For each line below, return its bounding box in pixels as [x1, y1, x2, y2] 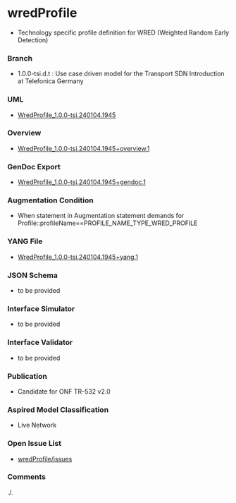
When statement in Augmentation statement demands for [17, 212, 185, 220]
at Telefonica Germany [17, 77, 84, 85]
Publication [7, 371, 47, 381]
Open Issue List [7, 439, 62, 449]
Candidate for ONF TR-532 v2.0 [17, 387, 111, 396]
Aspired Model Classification [7, 404, 109, 414]
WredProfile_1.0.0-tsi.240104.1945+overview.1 [17, 144, 150, 152]
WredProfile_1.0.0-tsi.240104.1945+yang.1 [17, 253, 139, 261]
